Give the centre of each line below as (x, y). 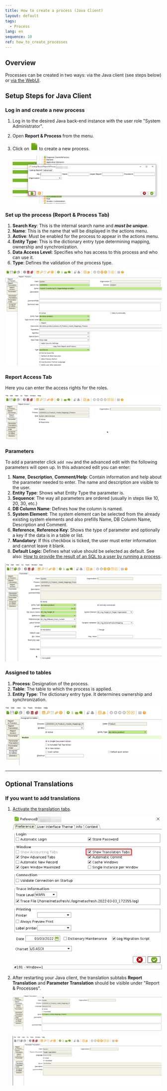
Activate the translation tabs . (42, 809)
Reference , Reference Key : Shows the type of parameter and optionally (86, 530)
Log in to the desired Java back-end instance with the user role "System (86, 121)
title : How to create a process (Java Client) (54, 10)
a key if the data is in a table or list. (48, 535)
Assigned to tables (28, 672)
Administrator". (28, 126)
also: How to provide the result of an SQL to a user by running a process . (87, 557)
